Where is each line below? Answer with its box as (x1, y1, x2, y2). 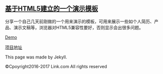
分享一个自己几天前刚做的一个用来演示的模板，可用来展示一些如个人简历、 (5, 18, 154, 24)
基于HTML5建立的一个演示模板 (5, 4, 98, 13)
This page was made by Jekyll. (5, 54, 67, 60)
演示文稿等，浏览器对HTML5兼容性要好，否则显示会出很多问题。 (13, 24, 144, 30)
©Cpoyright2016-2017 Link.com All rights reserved (5, 63, 107, 69)
